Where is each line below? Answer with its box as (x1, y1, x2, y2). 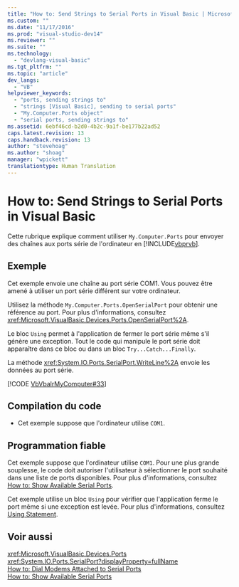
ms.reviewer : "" (7, 37, 55, 44)
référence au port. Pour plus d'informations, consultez (7, 307, 166, 317)
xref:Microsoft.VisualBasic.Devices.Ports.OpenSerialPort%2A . (7, 315, 189, 324)
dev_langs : (7, 76, 40, 84)
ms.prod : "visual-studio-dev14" (7, 30, 103, 38)
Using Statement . (7, 510, 58, 519)
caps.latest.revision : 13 (7, 129, 84, 137)
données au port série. (7, 366, 74, 374)
